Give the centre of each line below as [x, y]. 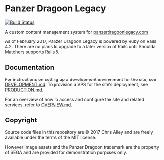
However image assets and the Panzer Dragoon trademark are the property [82, 147]
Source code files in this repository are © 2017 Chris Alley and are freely [79, 132]
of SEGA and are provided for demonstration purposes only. [66, 152]
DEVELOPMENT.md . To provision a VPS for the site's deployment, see [77, 84]
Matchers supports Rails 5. [32, 52]
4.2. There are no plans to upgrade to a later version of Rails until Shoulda [80, 46]
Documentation [30, 67]
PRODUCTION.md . [24, 90]
